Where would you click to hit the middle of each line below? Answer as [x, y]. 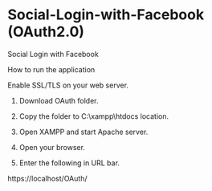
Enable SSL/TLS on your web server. [68, 85]
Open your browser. [52, 147]
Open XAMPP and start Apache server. [84, 132]
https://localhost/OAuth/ [47, 178]
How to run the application [51, 69]
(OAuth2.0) [46, 32]
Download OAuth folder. [59, 100]
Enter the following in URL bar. [69, 163]
